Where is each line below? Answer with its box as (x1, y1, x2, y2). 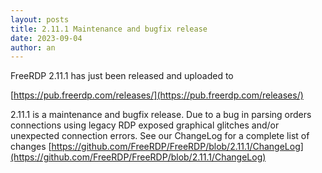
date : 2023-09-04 (10, 33, 83, 43)
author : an (10, 42, 56, 53)
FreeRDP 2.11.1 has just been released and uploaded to (10, 70, 234, 82)
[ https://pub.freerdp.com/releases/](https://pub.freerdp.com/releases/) (10, 89, 304, 101)
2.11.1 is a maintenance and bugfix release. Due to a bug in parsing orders (10, 109, 312, 121)
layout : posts (10, 14, 70, 25)
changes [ (10, 141, 52, 153)
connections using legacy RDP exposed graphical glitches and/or (10, 119, 280, 131)
